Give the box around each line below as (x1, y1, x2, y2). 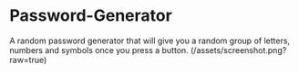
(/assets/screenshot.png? (190, 44, 287, 55)
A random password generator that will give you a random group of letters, (9, 35, 290, 46)
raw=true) (9, 54, 47, 65)
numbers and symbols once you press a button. (9, 44, 189, 55)
